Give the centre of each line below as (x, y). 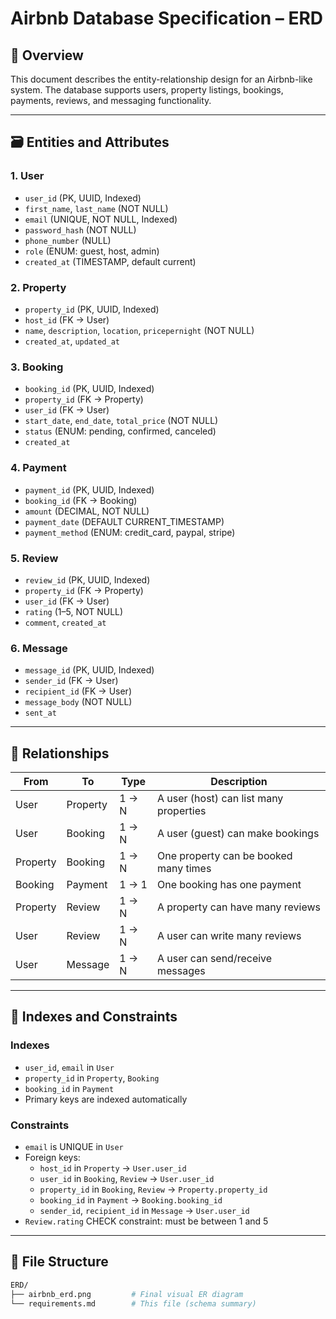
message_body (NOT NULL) (78, 702)
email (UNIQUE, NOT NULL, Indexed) (101, 219)
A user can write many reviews (229, 935)
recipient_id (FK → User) (78, 691)
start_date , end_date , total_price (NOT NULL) (121, 421)
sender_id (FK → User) (71, 681)
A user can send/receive (214, 958)
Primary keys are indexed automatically (106, 1099)
